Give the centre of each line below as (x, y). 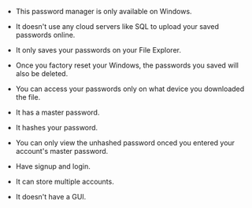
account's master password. (62, 151)
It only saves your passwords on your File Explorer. (98, 50)
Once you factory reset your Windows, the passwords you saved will (127, 65)
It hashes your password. (57, 128)
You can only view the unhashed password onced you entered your (125, 143)
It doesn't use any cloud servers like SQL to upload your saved (117, 26)
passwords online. (45, 35)
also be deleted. (42, 73)
